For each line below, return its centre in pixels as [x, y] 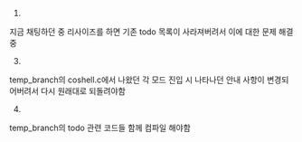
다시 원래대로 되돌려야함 [83, 91]
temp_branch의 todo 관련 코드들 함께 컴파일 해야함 [100, 128]
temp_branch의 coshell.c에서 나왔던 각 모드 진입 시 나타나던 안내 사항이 [137, 80]
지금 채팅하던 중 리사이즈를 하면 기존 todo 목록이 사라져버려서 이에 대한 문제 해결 [151, 32]
